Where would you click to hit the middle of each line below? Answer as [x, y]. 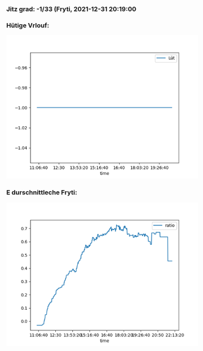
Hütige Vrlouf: [28, 25]
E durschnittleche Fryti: [42, 193]
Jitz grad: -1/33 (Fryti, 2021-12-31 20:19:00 [71, 9]
